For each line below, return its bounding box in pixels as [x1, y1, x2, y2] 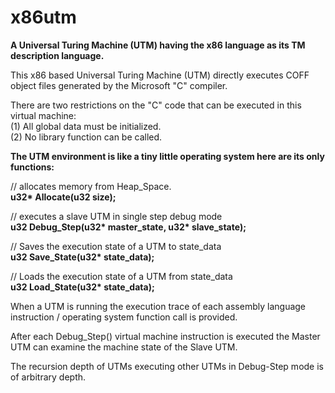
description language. [10, 49, 105, 61]
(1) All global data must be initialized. [10, 120, 162, 132]
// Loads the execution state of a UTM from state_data [10, 270, 233, 282]
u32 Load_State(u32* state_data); [10, 281, 155, 293]
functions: [10, 161, 55, 173]
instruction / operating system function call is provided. [10, 311, 238, 323]
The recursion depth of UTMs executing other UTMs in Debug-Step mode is [10, 360, 324, 372]
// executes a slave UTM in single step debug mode [10, 210, 223, 222]
